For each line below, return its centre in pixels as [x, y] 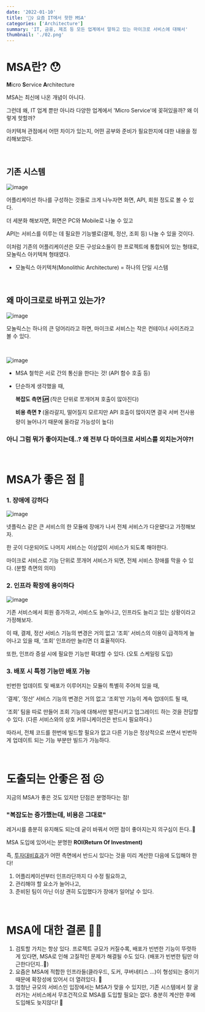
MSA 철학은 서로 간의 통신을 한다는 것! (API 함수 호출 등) [83, 373]
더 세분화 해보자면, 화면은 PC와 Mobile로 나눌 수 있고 [70, 220]
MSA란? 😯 [34, 67]
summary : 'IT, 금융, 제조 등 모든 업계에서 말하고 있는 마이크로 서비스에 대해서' [97, 29]
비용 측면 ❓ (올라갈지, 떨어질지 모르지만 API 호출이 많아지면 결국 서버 [97, 412]
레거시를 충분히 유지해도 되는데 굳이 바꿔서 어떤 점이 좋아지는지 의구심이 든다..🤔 [101, 830]
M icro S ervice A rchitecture [40, 85]
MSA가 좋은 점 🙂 [46, 480]
